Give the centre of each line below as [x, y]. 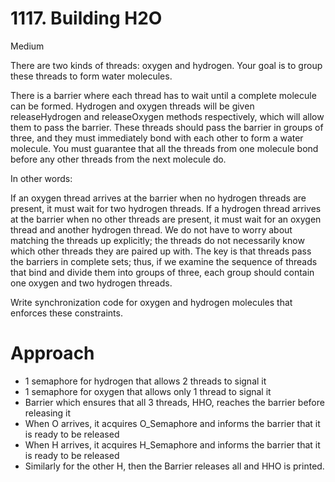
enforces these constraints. [66, 313]
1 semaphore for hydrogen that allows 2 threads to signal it [145, 381]
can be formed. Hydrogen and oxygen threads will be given [132, 106]
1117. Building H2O [86, 18]
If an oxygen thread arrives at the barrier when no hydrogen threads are [158, 198]
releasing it [48, 413]
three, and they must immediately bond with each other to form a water [157, 138]
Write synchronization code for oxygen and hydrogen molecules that [151, 302]
